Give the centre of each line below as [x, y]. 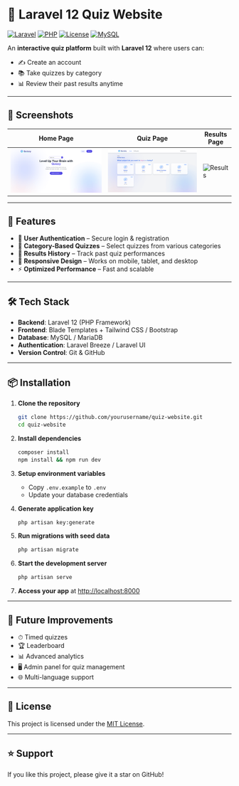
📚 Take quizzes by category [59, 73]
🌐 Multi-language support [56, 677]
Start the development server [62, 563]
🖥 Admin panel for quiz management [71, 667]
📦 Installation [39, 382]
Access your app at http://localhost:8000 [79, 591]
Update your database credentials [78, 494]
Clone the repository [49, 403]
